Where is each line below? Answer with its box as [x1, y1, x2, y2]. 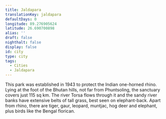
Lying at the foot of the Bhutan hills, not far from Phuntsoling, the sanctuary [5, 87, 160, 92]
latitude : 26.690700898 [5, 26, 55, 31]
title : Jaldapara [5, 7, 41, 12]
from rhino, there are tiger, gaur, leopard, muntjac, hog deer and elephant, [5, 103, 157, 108]
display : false [5, 44, 37, 49]
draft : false [5, 35, 32, 40]
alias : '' [5, 30, 26, 35]
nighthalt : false [5, 40, 41, 45]
